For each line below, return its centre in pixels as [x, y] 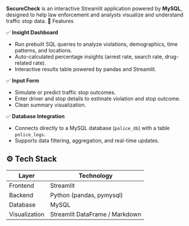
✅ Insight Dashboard [32, 32]
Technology [96, 175]
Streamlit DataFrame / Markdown [95, 214]
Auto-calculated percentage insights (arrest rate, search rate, [89, 56]
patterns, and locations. [43, 50]
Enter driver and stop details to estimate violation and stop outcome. [97, 99]
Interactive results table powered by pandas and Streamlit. [85, 69]
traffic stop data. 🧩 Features [40, 21]
